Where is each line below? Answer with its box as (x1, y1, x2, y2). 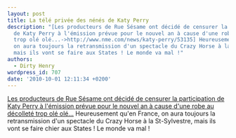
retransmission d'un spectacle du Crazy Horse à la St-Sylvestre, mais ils (7, 117, 216, 125)
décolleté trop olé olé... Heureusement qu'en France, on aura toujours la (7, 109, 216, 118)
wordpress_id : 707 (7, 69, 61, 76)
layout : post (7, 10, 46, 18)
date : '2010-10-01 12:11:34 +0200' (7, 75, 112, 83)
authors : (7, 56, 33, 63)
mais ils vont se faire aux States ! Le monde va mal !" (13, 50, 184, 57)
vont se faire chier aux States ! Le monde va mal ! (7, 124, 150, 133)
